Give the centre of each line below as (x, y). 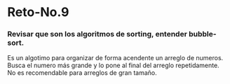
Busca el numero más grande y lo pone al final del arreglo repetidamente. (113, 65)
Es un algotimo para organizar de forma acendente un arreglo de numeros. (115, 58)
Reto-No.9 (38, 12)
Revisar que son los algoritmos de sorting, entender (97, 34)
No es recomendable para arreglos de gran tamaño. (82, 73)
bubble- (202, 34)
